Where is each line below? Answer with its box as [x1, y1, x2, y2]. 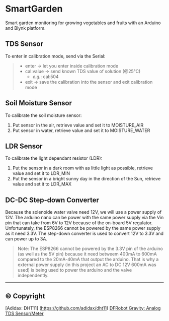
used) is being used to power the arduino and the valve [17, 267, 132, 273]
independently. [17, 273, 49, 279]
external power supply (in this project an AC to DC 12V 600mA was [17, 262, 157, 268]
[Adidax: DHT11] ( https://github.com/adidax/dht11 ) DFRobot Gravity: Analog [5, 305, 161, 311]
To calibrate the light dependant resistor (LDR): [5, 155, 103, 161]
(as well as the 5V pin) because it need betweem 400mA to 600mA [17, 251, 157, 257]
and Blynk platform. [5, 25, 46, 31]
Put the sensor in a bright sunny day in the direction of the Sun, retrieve [12, 176, 161, 182]
